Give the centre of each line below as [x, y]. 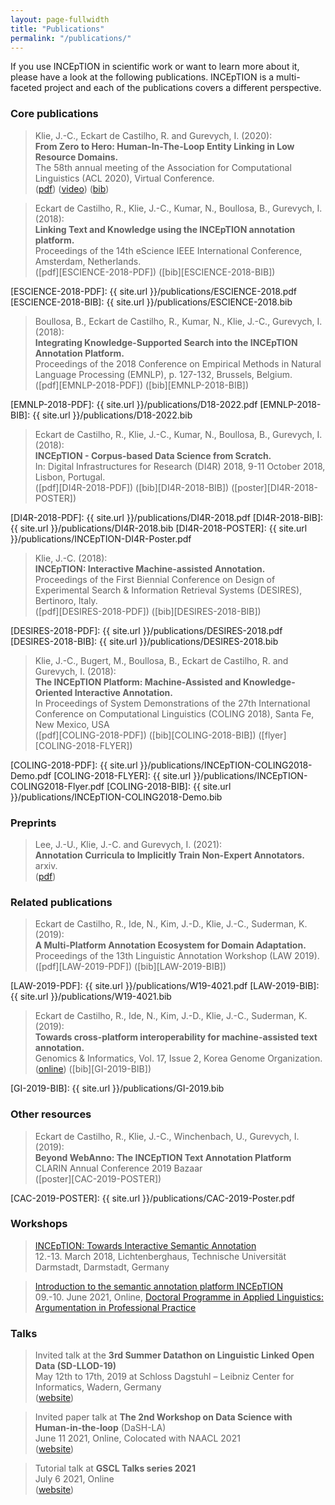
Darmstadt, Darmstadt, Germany [102, 1267]
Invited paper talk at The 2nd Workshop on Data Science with [163, 1417]
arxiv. [46, 865]
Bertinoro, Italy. [66, 600]
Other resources [51, 1114]
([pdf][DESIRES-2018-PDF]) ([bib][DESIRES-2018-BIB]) [148, 611]
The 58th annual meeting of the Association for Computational [163, 167]
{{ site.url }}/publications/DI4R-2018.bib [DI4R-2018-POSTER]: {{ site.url [159, 528]
